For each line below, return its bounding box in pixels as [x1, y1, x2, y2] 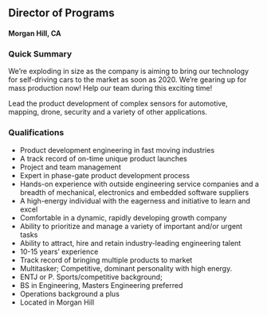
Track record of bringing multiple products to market [19, 255, 193, 265]
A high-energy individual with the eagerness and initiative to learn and [19, 196, 251, 205]
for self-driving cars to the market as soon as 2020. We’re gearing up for [8, 75, 247, 84]
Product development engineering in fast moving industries [19, 145, 215, 154]
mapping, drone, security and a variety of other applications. [8, 107, 207, 117]
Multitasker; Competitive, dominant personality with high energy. [19, 263, 233, 273]
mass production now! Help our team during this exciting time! [8, 84, 213, 93]
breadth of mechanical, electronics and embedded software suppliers [19, 187, 249, 197]
